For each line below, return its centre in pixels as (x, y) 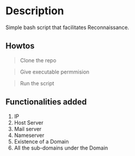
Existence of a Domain (41, 141)
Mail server (28, 129)
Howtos (20, 46)
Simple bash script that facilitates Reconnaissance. (67, 27)
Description (35, 11)
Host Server (29, 122)
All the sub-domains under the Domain (61, 148)
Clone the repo (38, 60)
